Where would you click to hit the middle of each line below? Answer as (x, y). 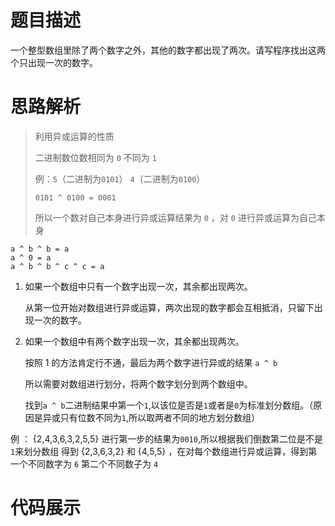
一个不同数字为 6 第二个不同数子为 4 (84, 463)
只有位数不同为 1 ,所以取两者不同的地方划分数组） (160, 417)
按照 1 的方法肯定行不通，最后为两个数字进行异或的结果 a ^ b (151, 362)
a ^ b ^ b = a (40, 249)
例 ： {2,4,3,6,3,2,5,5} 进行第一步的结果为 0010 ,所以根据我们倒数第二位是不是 (166, 438)
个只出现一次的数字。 (54, 62)
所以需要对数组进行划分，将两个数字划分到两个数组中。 (138, 383)
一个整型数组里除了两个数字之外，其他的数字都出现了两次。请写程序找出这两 (168, 50)
